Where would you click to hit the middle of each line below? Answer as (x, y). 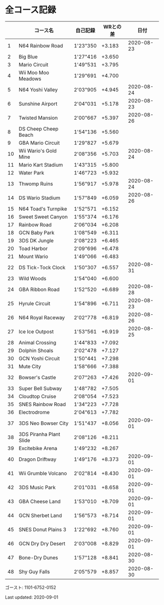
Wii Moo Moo (34, 72)
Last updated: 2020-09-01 (32, 597)
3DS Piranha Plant (40, 434)
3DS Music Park (37, 487)
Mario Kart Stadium (41, 165)
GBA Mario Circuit (39, 143)
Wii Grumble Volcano (43, 473)
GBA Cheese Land (40, 501)
